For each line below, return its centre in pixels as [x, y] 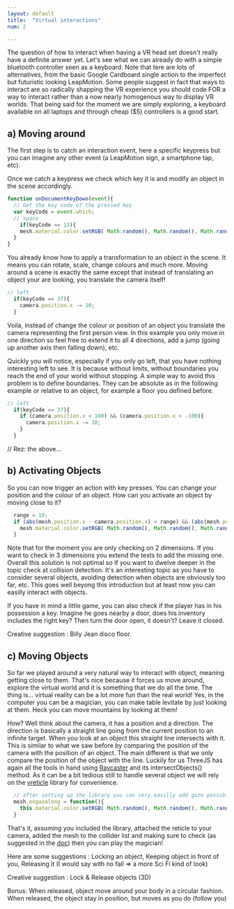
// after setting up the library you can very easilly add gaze [109, 795]
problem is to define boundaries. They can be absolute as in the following [112, 383]
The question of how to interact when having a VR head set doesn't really [112, 52]
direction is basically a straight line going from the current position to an [110, 731]
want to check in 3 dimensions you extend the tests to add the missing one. [116, 555]
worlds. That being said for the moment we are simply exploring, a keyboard [117, 104]
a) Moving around [46, 133]
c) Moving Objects [48, 656]
